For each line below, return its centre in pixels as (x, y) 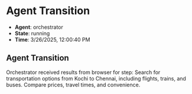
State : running (32, 33)
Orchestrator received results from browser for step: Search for (83, 72)
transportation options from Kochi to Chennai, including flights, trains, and (96, 78)
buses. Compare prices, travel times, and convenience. (73, 85)
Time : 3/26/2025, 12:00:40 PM (52, 39)
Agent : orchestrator (39, 27)
